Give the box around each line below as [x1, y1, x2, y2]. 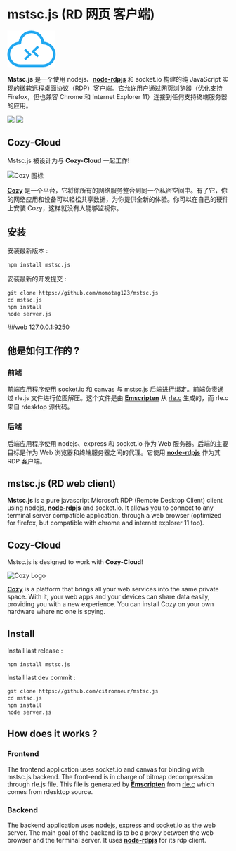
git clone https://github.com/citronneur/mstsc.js [7, 687, 159, 695]
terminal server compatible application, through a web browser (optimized [7, 511, 222, 520]
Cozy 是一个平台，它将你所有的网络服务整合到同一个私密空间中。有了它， [7, 186, 222, 194]
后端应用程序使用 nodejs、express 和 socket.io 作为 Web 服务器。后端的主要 [7, 439, 229, 447]
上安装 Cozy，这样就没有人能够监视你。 [7, 203, 123, 212]
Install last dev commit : [7, 673, 76, 682]
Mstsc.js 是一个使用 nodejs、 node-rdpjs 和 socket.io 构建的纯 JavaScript [7, 75, 221, 83]
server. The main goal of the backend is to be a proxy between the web [7, 828, 214, 837]
